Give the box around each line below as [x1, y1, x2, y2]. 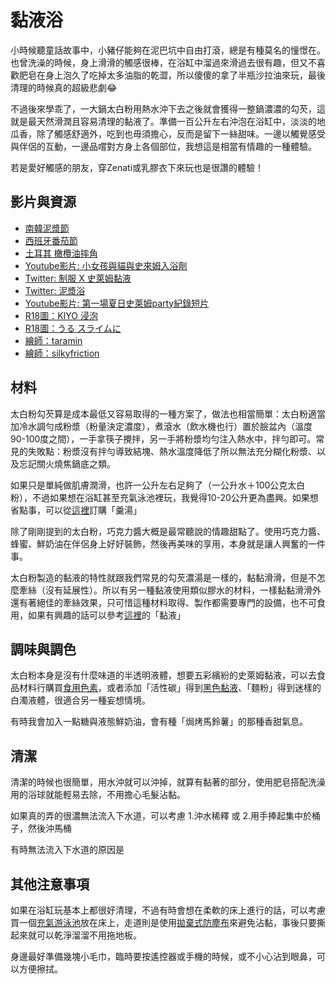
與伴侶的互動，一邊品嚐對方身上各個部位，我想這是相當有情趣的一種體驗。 [10, 140, 317, 152]
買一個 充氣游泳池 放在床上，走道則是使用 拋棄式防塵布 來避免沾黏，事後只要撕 [10, 917, 326, 928]
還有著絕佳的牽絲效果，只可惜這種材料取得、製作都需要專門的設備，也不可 [10, 596, 317, 608]
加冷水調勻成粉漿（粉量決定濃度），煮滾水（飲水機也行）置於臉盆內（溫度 [10, 420, 313, 432]
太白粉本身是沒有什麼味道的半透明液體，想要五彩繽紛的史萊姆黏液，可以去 [10, 669, 317, 681]
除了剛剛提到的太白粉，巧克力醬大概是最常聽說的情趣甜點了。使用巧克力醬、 [10, 525, 326, 537]
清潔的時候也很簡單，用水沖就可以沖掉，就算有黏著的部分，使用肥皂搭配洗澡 [10, 776, 326, 788]
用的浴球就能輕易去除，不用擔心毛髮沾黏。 [10, 789, 186, 801]
